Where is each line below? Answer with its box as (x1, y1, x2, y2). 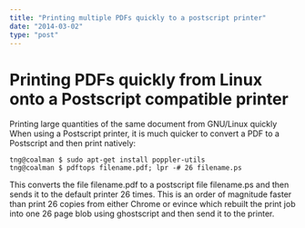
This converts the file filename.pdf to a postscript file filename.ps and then (9, 179, 290, 191)
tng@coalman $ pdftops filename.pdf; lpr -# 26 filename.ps (9, 164, 243, 173)
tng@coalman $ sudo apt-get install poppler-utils (9, 155, 206, 164)
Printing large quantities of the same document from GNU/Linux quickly (9, 119, 278, 130)
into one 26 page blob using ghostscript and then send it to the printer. (9, 208, 275, 219)
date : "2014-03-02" (9, 22, 84, 31)
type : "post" (9, 30, 59, 39)
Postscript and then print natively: (9, 138, 137, 149)
